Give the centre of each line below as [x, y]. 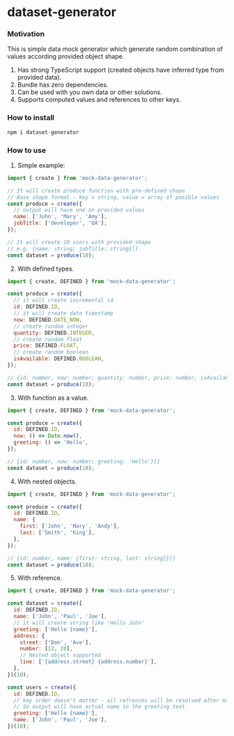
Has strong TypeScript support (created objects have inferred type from [120, 70]
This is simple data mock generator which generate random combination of [115, 49]
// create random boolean [51, 352]
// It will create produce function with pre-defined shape [96, 190]
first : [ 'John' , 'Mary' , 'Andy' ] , [70, 526]
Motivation [26, 34]
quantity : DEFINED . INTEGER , [54, 333]
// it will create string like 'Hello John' [79, 623]
